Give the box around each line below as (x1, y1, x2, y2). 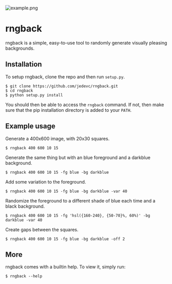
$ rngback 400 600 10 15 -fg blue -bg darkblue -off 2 (5, 236, 125, 241)
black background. (5, 203, 45, 209)
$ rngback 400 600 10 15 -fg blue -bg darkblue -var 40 (5, 189, 127, 194)
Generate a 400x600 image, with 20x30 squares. (5, 135, 110, 141)
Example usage (5, 122, 55, 131)
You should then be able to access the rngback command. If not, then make (5, 102, 164, 108)
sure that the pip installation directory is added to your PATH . (5, 107, 132, 113)
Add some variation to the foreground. (5, 178, 86, 185)
